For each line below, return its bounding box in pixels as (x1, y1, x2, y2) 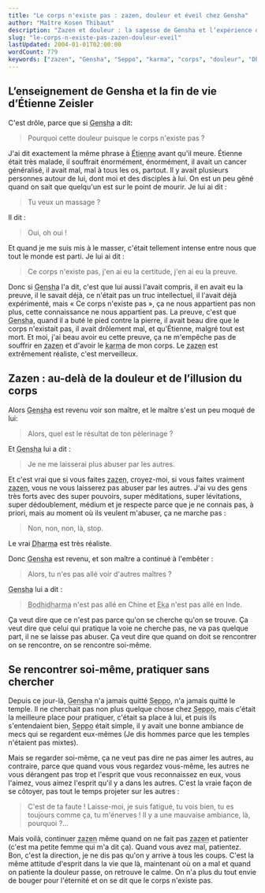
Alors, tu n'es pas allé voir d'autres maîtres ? (27, 569, 172, 579)
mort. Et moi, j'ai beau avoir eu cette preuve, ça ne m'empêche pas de (8, 332, 237, 341)
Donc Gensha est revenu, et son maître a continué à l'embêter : (8, 553, 214, 564)
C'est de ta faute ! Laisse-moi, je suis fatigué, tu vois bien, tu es (27, 802, 234, 812)
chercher (8, 675, 54, 688)
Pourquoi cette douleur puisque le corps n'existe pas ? (27, 133, 205, 143)
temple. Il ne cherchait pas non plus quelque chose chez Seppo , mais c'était (8, 705, 256, 714)
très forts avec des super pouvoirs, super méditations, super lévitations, (8, 491, 242, 500)
